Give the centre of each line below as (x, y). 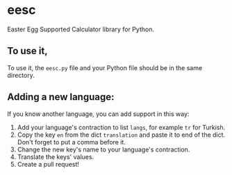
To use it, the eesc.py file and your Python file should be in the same (105, 67)
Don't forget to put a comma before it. (72, 142)
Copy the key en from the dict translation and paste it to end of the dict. (121, 135)
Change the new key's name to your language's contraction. (103, 149)
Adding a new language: (61, 97)
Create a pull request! (48, 164)
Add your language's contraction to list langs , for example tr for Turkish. (121, 127)
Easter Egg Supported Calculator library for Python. (81, 29)
